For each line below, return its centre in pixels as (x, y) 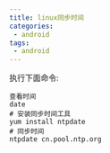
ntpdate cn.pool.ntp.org (55, 139)
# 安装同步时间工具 (40, 114)
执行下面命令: (34, 78)
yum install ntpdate (48, 122)
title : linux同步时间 (47, 18)
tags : (19, 43)
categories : (31, 26)
